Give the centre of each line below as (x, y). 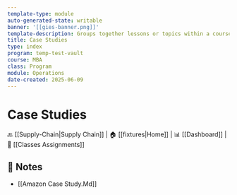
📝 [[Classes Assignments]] (46, 145)
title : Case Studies (38, 40)
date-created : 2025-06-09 (45, 79)
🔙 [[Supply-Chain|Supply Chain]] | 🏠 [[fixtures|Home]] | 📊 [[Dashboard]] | (117, 134)
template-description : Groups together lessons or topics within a (109, 34)
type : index (25, 47)
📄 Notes (25, 167)
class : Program (30, 66)
